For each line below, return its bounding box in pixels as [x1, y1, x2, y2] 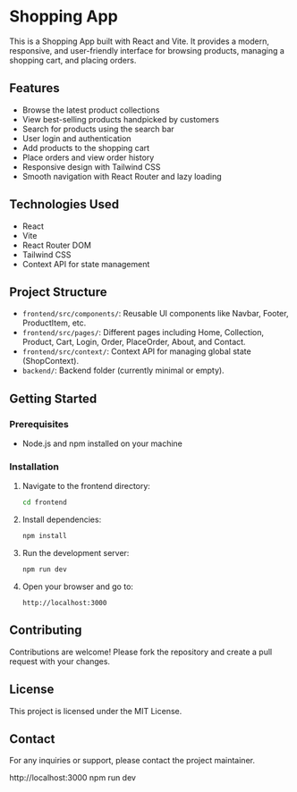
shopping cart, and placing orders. [9, 55, 137, 65]
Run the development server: [21, 548, 130, 559]
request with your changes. [9, 655, 110, 667]
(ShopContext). [21, 356, 79, 367]
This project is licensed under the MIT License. [9, 705, 182, 716]
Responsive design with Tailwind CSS [21, 161, 161, 172]
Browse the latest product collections [21, 105, 160, 115]
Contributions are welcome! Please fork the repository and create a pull [9, 646, 273, 657]
